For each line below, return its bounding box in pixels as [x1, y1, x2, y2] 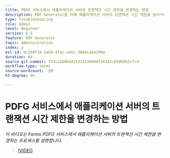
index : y [5, 45, 24, 50]
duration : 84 [5, 54, 33, 60]
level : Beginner [5, 26, 39, 31]
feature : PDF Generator [5, 36, 56, 41]
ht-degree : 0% [5, 73, 35, 78]
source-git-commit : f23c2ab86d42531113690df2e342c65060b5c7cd [5, 59, 139, 64]
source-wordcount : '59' [5, 69, 56, 74]
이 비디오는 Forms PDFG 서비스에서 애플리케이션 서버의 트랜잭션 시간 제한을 [5, 131, 156, 137]
